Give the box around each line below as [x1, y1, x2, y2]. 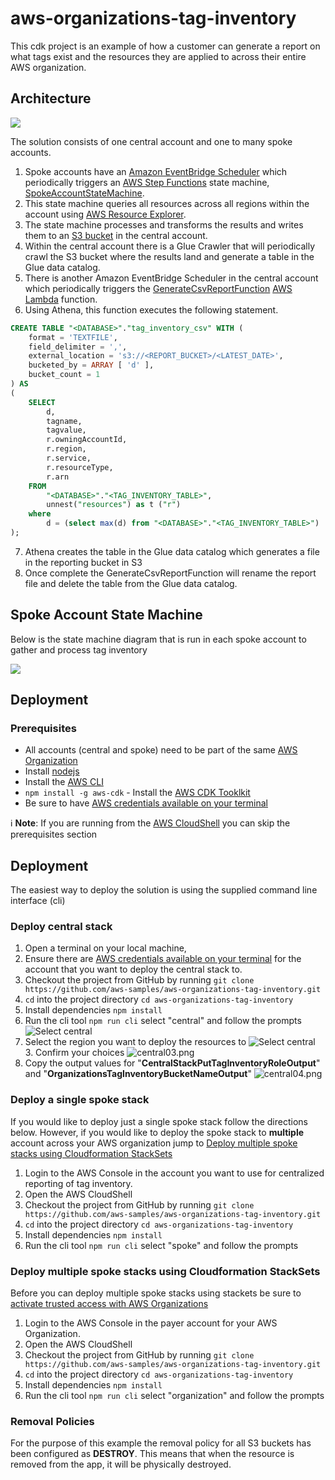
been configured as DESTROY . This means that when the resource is [10, 1448, 295, 1460]
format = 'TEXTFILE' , [28, 332, 118, 342]
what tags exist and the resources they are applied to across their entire [10, 50, 307, 62]
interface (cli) [10, 895, 66, 907]
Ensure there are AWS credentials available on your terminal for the [24, 953, 302, 965]
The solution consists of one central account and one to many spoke [10, 135, 293, 147]
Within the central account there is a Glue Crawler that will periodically [24, 240, 316, 252]
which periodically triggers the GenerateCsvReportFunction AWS [24, 282, 293, 294]
